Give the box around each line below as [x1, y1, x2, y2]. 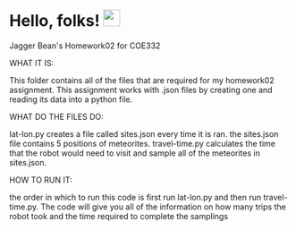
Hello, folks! [9, 11, 100, 31]
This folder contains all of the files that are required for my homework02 [9, 74, 275, 85]
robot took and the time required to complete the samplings [9, 210, 229, 221]
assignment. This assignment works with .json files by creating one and [9, 84, 273, 95]
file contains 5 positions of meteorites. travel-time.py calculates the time [9, 138, 275, 149]
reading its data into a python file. [9, 94, 133, 105]
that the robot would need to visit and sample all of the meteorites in [9, 148, 261, 158]
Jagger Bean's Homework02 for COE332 [9, 40, 161, 51]
